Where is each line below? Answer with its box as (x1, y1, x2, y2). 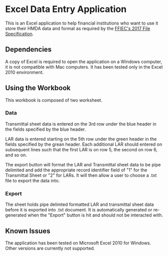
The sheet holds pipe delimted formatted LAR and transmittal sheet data (5, 201, 154, 207)
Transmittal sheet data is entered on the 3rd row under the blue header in (5, 121, 157, 127)
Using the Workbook (5, 84, 71, 92)
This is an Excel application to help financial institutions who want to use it (5, 20, 158, 26)
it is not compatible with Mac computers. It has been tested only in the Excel (5, 64, 163, 70)
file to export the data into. (5, 177, 60, 183)
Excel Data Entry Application (5, 4, 127, 15)
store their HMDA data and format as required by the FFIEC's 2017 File (5, 25, 150, 31)
